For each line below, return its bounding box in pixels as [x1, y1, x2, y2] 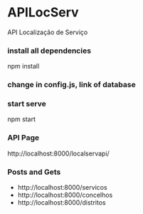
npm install [7, 62, 40, 71]
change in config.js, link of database [7, 80, 137, 90]
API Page [7, 133, 40, 143]
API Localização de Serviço [7, 28, 88, 36]
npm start [7, 115, 36, 123]
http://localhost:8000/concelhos [17, 190, 113, 200]
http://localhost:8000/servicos [17, 183, 108, 192]
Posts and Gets [7, 167, 61, 177]
